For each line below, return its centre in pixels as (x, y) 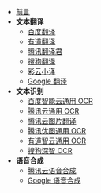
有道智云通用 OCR (57, 141)
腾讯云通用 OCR (53, 111)
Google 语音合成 (54, 180)
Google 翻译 (47, 81)
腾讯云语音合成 (52, 170)
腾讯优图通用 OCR (57, 131)
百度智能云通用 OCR (60, 101)
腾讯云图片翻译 (52, 121)
